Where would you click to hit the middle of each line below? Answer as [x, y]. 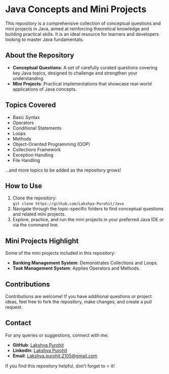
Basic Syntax [26, 117]
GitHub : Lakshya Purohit [38, 345]
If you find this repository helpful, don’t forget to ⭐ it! [60, 366]
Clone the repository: [35, 198]
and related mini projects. [39, 214]
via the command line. [36, 225]
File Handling [26, 160]
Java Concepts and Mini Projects [76, 9]
